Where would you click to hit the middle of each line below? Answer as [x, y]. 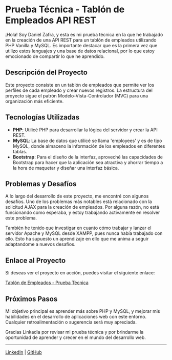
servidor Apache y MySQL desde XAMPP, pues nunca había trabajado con [84, 233]
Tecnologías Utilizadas [42, 117]
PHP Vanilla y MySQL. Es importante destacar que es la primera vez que [81, 45]
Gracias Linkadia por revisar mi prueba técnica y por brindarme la [74, 332]
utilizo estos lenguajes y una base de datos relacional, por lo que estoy [80, 51]
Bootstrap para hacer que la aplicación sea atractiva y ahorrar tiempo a [88, 162]
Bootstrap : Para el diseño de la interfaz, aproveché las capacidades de [88, 157]
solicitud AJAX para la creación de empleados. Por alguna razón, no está [82, 207]
